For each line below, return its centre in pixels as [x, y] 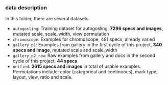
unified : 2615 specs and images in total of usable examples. [77, 66]
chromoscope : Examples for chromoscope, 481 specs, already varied [84, 39]
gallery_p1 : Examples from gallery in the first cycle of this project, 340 [87, 45]
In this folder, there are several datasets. [48, 19]
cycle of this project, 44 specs [45, 61]
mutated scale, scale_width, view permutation [61, 34]
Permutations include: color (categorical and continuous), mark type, [85, 72]
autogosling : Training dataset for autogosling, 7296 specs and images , [88, 29]
